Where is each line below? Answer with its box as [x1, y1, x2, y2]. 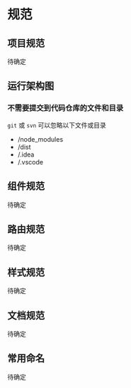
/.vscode [17, 157, 44, 166]
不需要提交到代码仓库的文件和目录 [7, 103, 124, 113]
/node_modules [17, 135, 64, 143]
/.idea [17, 150, 35, 159]
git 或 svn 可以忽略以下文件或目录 [7, 120, 106, 129]
